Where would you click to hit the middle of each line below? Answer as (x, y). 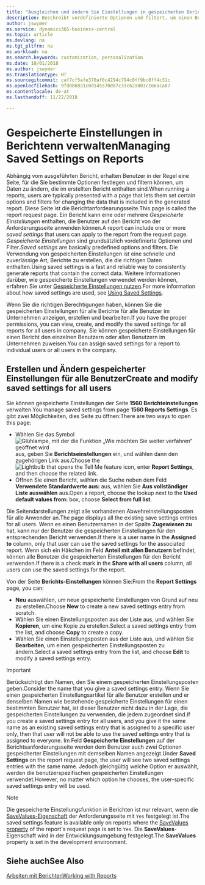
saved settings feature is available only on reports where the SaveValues (97, 822)
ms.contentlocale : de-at (38, 92)
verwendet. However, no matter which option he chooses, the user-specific (100, 779)
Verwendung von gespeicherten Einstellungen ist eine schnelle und (91, 254)
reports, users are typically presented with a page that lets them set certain (101, 195)
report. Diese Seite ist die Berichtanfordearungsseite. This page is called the (101, 208)
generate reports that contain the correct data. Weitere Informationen (94, 273)
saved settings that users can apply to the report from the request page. (97, 234)
